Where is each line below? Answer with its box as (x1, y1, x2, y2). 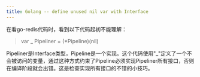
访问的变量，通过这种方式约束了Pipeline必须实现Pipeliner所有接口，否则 (16, 57, 195, 64)
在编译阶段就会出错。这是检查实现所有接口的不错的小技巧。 (6, 65, 153, 72)
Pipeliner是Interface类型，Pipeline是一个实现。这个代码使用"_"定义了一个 (6, 50, 187, 57)
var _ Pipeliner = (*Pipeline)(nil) (20, 37, 99, 44)
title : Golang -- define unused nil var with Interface (6, 8, 149, 15)
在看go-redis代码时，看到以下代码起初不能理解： (6, 25, 127, 33)
